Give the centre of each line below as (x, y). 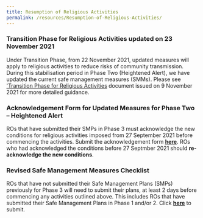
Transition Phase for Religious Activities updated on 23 (89, 39)
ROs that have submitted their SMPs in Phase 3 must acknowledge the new (101, 129)
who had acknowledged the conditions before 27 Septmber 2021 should (97, 148)
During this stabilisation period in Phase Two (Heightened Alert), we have (98, 72)
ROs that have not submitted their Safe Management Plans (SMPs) (90, 184)
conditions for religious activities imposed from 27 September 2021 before (100, 135)
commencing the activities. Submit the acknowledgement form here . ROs (98, 142)
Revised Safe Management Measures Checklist (78, 171)
